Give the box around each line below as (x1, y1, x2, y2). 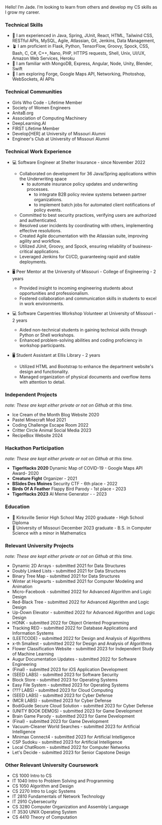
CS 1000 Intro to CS (12, 773, 52, 779)
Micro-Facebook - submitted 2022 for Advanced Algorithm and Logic (12, 589, 152, 595)
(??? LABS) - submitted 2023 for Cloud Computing (12, 687, 113, 693)
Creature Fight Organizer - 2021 (12, 475, 77, 481)
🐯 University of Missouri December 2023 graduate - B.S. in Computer (12, 525, 152, 531)
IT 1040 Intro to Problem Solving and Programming (12, 778, 114, 784)
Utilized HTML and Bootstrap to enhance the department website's (19, 363, 154, 369)
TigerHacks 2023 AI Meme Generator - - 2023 (12, 491, 107, 497)
